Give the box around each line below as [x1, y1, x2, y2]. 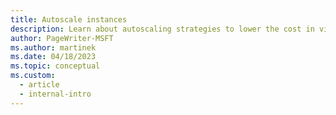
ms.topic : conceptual [10, 61, 101, 71]
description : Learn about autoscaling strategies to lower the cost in [10, 24, 315, 34]
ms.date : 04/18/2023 [10, 52, 97, 62]
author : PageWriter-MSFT [10, 33, 114, 43]
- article [19, 80, 60, 90]
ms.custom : [10, 71, 56, 81]
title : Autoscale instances [10, 14, 128, 25]
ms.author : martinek [10, 42, 97, 53]
